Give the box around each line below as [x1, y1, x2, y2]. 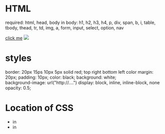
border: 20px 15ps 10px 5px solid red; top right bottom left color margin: [5, 69, 154, 75]
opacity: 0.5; [5, 85, 31, 91]
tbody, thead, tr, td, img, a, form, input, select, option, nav [5, 24, 124, 30]
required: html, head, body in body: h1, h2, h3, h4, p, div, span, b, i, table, [5, 19, 156, 25]
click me [5, 35, 23, 41]
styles [5, 53, 32, 64]
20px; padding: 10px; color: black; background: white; [5, 74, 117, 80]
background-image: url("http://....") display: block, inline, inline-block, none [5, 79, 160, 85]
